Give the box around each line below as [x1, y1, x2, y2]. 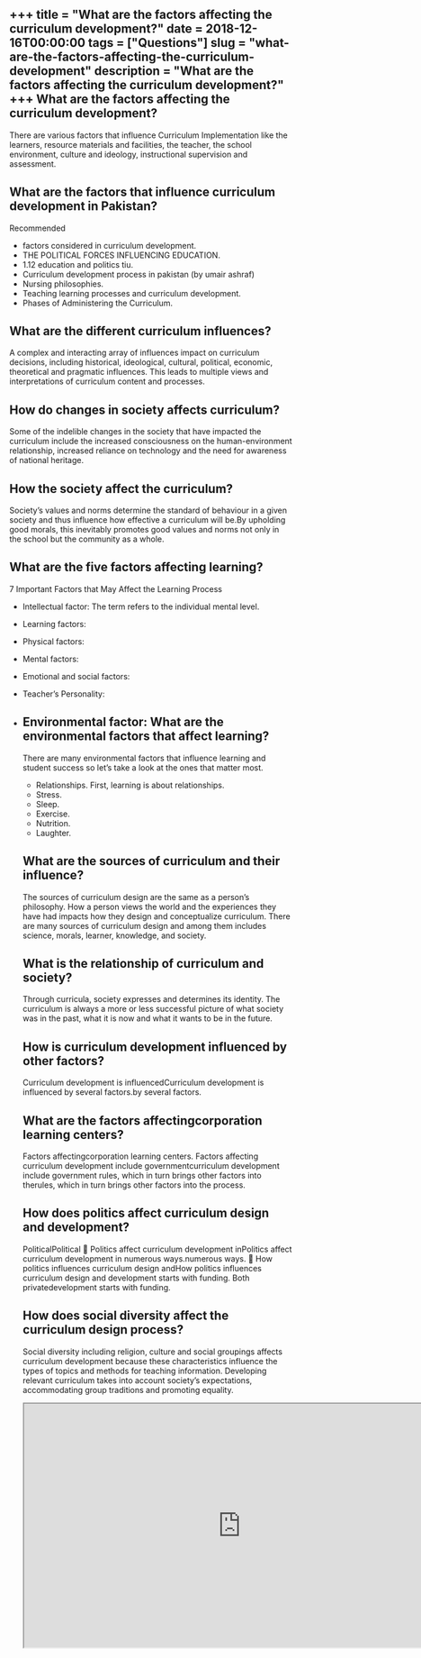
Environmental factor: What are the [22, 715, 225, 730]
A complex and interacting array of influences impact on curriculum [9, 347, 260, 359]
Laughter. [35, 827, 72, 838]
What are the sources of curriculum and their [22, 853, 281, 869]
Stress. [35, 788, 63, 800]
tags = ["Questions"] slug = [87, 35, 246, 50]
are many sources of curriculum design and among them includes [22, 920, 267, 931]
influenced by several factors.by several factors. [22, 1087, 202, 1098]
